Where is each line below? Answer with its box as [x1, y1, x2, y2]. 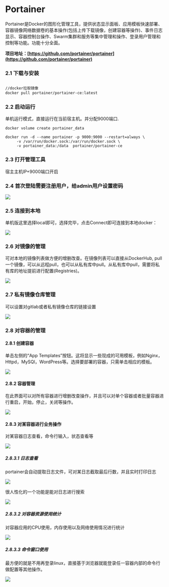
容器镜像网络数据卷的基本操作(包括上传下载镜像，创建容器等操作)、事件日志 [5, 27, 163, 33]
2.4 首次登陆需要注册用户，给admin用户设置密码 [5, 182, 123, 189]
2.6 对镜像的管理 [5, 243, 46, 250]
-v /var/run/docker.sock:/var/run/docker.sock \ [16, 139, 121, 144]
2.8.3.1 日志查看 [5, 455, 38, 461]
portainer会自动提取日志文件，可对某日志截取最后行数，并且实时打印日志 [5, 469, 157, 475]
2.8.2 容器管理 [5, 380, 35, 386]
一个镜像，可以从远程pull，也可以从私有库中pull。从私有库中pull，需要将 [5, 262, 155, 268]
